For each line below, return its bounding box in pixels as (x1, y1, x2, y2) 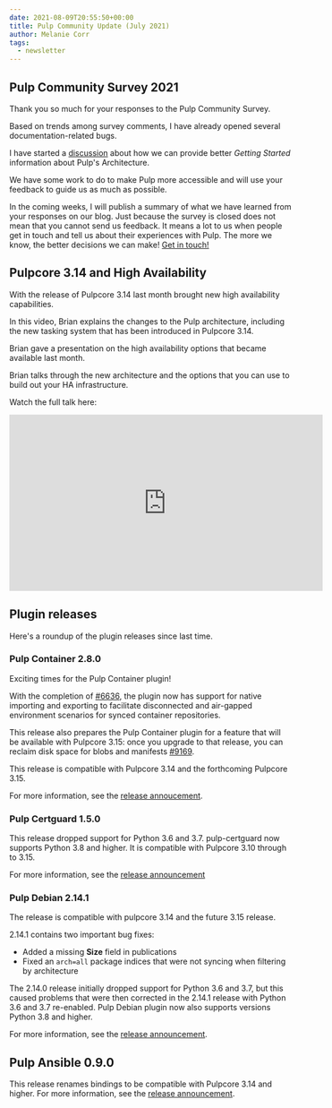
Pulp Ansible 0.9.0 (9, 1054, 115, 1070)
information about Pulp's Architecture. (9, 157, 150, 167)
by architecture (21, 966, 79, 976)
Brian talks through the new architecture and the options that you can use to (9, 369, 290, 381)
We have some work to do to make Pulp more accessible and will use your (9, 174, 284, 185)
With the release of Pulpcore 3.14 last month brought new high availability (9, 288, 280, 300)
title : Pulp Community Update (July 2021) (9, 21, 170, 30)
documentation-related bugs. (9, 130, 117, 141)
